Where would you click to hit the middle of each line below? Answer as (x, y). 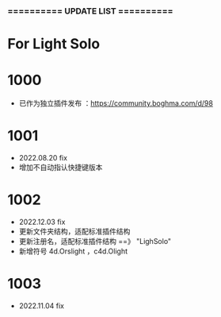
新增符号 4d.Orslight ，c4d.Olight (73, 251)
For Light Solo (54, 44)
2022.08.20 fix (43, 157)
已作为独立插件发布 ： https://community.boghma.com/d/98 (116, 103)
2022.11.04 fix (42, 305)
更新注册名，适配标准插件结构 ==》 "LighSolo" (95, 241)
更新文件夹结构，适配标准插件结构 (74, 231)
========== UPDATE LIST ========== (90, 11)
